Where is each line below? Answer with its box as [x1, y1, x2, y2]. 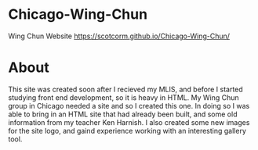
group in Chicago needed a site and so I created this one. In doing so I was [8, 101, 250, 110]
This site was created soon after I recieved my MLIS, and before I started [8, 84, 243, 94]
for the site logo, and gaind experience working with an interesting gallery [8, 126, 247, 135]
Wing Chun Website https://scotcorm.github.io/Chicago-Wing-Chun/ [8, 31, 230, 41]
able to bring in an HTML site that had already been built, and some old [8, 109, 238, 119]
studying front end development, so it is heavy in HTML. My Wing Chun [8, 92, 239, 102]
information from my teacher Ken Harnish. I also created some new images [8, 117, 250, 127]
